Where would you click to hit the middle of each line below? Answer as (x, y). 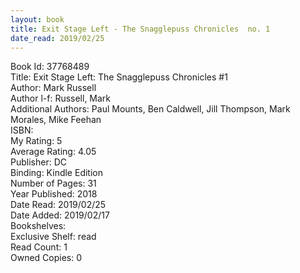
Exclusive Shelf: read (53, 237)
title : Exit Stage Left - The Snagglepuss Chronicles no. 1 (140, 29)
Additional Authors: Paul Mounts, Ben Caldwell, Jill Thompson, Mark (150, 109)
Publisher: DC (38, 162)
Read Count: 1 (39, 247)
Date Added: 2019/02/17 (60, 215)
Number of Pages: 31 (53, 183)
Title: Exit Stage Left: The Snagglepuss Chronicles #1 (119, 77)
